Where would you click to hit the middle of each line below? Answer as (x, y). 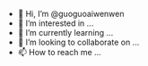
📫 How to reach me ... (59, 52)
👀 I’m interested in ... (56, 23)
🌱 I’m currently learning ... (65, 33)
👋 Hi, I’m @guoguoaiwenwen (71, 14)
